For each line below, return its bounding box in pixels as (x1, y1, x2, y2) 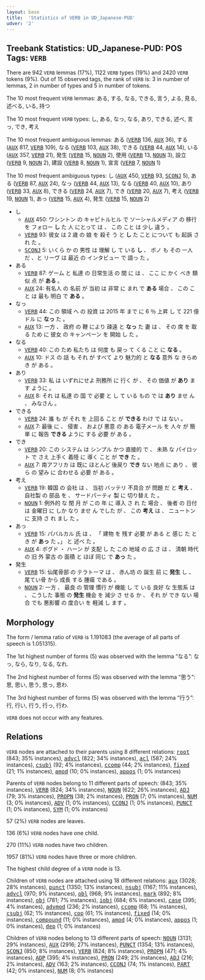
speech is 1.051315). (6, 640, 57, 647)
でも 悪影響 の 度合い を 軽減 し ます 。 (31, 599, 130, 607)
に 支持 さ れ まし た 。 (24, 515, 83, 522)
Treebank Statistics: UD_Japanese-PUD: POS (6, 43, 182, 53)
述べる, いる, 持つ (6, 102, 50, 110)
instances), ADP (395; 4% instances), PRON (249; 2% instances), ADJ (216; (6, 954, 194, 961)
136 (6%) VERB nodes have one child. (6, 829, 99, 836)
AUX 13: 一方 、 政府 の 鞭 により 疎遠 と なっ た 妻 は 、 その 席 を (24, 323, 190, 331)
